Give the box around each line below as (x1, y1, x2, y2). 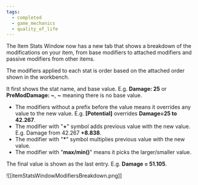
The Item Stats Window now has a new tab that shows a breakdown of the (6, 42, 192, 50)
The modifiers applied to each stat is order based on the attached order (6, 67, 185, 75)
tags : (6, 8, 20, 15)
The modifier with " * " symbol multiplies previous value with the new (15, 136, 185, 143)
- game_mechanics (12, 20, 56, 26)
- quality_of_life (12, 25, 59, 32)
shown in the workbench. (6, 73, 70, 81)
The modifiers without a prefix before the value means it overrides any (15, 104, 191, 111)
